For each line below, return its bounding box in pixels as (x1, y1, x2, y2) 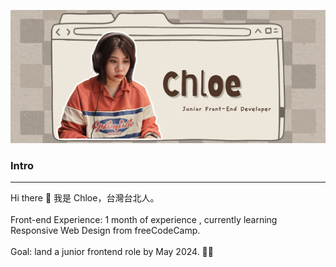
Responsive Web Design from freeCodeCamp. (10, 225, 201, 237)
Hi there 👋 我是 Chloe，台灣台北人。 (10, 192, 160, 204)
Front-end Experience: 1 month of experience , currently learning (10, 214, 278, 226)
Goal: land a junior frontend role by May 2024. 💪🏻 (10, 246, 214, 258)
